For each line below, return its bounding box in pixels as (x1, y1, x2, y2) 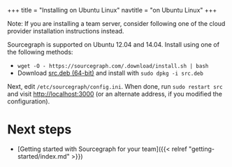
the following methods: (7, 48, 73, 56)
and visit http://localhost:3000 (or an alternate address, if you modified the (7, 90, 222, 98)
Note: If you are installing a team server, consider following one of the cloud (7, 20, 226, 27)
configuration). (7, 97, 50, 106)
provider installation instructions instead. (7, 27, 124, 35)
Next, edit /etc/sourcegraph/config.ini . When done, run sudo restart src (7, 82, 223, 90)
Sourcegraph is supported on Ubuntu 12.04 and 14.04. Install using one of (7, 41, 220, 48)
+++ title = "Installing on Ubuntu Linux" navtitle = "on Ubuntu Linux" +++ (7, 6, 217, 14)
